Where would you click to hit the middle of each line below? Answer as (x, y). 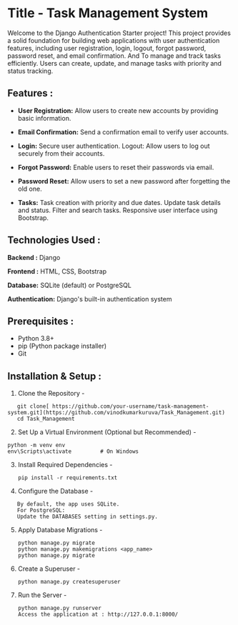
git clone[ (33, 406)
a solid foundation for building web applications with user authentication (114, 40)
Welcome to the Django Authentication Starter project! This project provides (119, 33)
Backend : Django (34, 257)
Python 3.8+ (36, 339)
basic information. (44, 118)
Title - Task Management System (108, 13)
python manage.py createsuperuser (69, 582)
